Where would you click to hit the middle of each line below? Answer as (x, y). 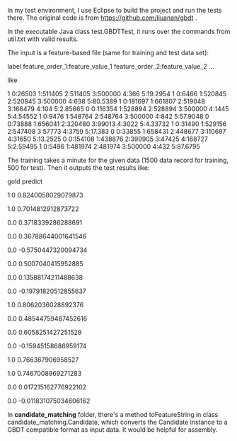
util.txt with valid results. (43, 39)
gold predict (25, 181)
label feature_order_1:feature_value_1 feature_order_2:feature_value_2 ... (111, 66)
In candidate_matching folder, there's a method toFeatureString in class (113, 414)
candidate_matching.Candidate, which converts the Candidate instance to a (117, 422)
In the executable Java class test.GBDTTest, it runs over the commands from (119, 31)
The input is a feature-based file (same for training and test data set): (108, 53)
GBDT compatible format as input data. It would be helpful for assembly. (112, 430)
